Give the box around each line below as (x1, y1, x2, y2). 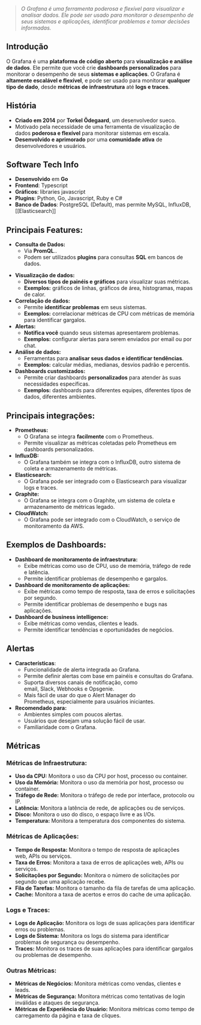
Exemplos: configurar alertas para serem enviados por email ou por (23, 336, 192, 343)
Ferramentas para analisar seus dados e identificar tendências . (23, 355, 184, 362)
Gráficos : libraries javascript (14, 188, 86, 195)
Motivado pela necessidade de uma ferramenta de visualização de (14, 123, 180, 130)
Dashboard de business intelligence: (14, 613, 109, 620)
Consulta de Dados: (14, 241, 66, 248)
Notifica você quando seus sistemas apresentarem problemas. (23, 329, 180, 336)
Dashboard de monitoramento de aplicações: (14, 581, 130, 588)
